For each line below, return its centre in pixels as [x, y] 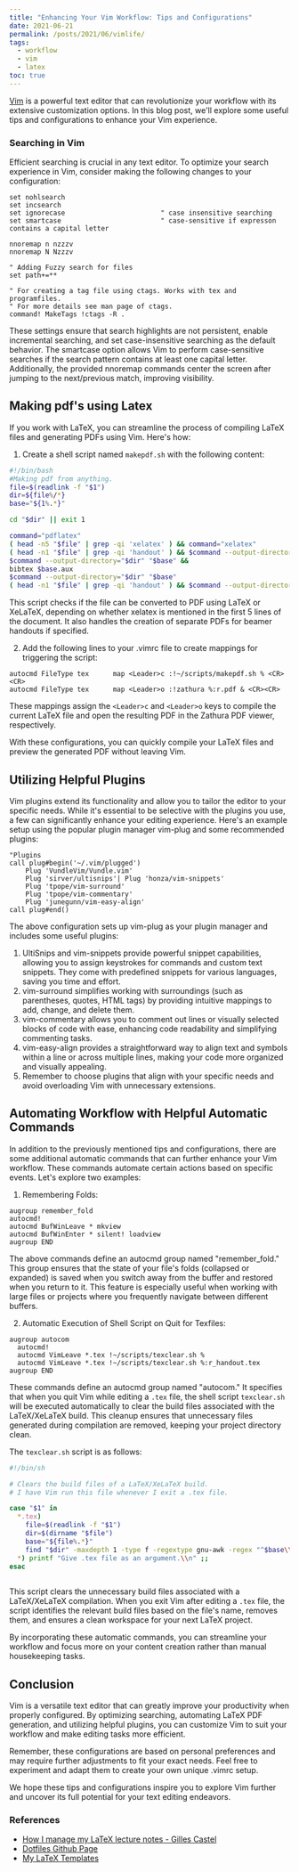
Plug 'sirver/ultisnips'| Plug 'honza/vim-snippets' [125, 879]
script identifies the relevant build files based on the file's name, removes [144, 1611]
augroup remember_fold [51, 1211]
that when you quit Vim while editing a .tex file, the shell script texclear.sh [147, 1396]
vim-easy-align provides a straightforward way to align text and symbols [155, 1048]
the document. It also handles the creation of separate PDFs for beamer [141, 622]
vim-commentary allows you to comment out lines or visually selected [150, 1020]
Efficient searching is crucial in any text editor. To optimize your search [139, 162]
